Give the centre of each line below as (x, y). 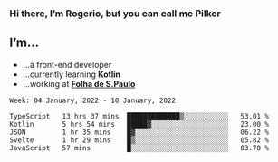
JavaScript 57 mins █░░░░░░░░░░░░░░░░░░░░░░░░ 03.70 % (139, 148)
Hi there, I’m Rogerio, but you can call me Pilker (115, 14)
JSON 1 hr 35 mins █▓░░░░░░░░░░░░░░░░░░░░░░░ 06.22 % (139, 132)
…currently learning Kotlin (72, 74)
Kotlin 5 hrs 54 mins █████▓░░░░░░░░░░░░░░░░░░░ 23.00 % (139, 124)
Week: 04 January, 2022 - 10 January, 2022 (93, 100)
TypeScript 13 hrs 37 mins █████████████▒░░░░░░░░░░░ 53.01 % (139, 116)
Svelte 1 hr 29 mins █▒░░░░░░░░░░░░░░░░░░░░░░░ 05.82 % (139, 140)
